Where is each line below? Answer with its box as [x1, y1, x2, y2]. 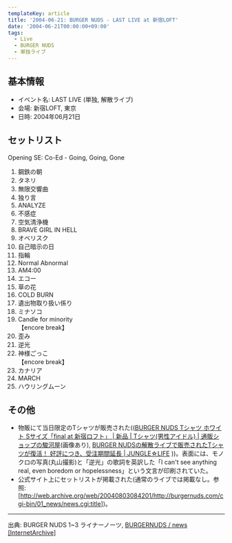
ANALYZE [17, 201, 46, 209]
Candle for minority [17, 315, 73, 323]
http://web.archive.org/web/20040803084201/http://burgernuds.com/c [20, 491, 224, 500]
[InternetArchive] [8, 529, 56, 537]
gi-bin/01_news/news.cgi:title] [17, 500, 104, 508]
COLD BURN [17, 290, 54, 299]
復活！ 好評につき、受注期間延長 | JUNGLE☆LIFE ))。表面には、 [30, 449, 213, 458]
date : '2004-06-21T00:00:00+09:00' [8, 23, 110, 30]
